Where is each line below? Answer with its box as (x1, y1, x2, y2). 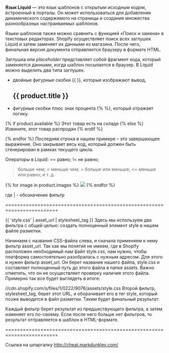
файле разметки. (5, 228, 42, 234)
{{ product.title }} (12, 91, 69, 101)
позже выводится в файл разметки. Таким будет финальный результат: (5, 296, 160, 302)
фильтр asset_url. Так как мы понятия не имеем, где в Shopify (5, 243, 139, 249)
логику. (12, 110, 29, 116)
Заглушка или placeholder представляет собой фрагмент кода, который (5, 56, 161, 62)
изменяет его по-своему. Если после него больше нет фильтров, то (5, 311, 152, 317)
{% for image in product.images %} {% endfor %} (5, 182, 115, 188)
